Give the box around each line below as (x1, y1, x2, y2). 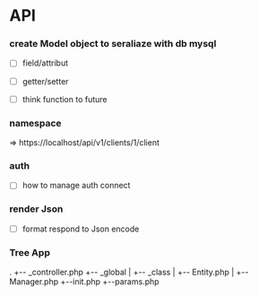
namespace (9, 117, 62, 129)
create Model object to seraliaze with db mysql (9, 38, 217, 50)
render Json (9, 203, 64, 215)
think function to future (21, 93, 107, 104)
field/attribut (21, 57, 69, 68)
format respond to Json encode (21, 223, 140, 234)
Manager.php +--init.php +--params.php (9, 275, 159, 287)
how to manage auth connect (21, 180, 131, 191)
